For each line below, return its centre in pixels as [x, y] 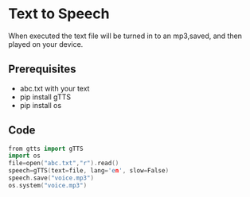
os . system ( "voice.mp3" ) [48, 185]
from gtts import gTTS [46, 149]
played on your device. [46, 44]
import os [25, 156]
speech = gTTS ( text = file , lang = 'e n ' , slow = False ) [89, 171]
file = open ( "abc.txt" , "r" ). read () [64, 164]
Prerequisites [42, 70]
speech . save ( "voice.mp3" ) [51, 178]
